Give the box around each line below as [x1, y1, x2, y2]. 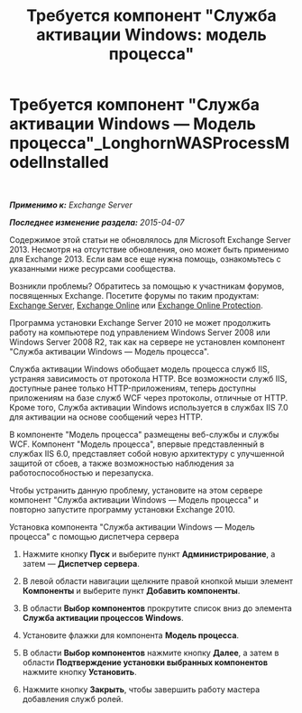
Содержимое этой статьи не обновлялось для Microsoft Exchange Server [9, 234, 291, 245]
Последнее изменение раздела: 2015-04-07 [9, 217, 185, 227]
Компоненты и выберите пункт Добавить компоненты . [22, 585, 241, 596]
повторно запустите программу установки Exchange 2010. [9, 504, 236, 514]
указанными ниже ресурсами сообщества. [9, 263, 176, 273]
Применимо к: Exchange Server [9, 199, 133, 210]
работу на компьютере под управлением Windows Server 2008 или [9, 327, 270, 338]
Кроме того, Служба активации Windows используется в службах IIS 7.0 [9, 402, 288, 412]
